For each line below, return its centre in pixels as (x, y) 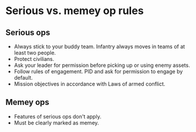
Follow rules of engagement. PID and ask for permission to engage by (98, 71)
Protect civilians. (34, 59)
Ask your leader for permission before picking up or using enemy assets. (102, 65)
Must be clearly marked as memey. (56, 123)
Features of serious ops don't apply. (58, 116)
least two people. (35, 53)
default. (23, 78)
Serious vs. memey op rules (75, 11)
